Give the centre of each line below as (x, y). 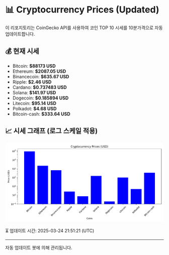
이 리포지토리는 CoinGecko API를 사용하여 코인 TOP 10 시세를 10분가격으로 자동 (84, 28)
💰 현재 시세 (22, 51)
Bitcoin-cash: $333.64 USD (41, 114)
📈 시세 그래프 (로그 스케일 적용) (52, 131)
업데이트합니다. (20, 34)
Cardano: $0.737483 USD (39, 87)
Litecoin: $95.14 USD (34, 103)
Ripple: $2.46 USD (32, 82)
